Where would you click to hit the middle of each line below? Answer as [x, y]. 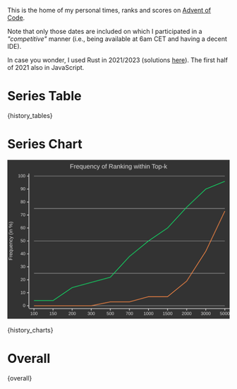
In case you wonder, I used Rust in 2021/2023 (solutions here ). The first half [117, 60]
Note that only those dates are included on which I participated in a [105, 31]
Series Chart [45, 144]
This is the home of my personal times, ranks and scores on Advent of [109, 10]
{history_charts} [30, 330]
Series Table [44, 96]
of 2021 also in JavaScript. [46, 67]
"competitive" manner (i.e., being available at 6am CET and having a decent [117, 39]
